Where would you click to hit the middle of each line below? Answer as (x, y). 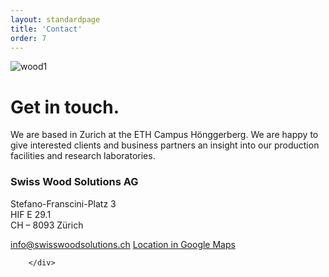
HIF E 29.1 (31, 214)
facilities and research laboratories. (83, 156)
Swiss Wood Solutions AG (74, 182)
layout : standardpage (55, 19)
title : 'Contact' (46, 29)
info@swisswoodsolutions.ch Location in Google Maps (123, 244)
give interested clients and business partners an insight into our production (165, 145)
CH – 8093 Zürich (47, 225)
